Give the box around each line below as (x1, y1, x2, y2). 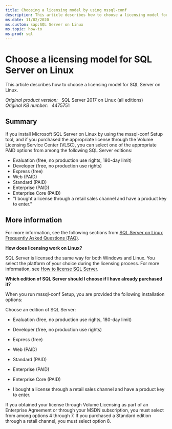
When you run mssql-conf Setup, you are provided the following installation (5, 291, 165, 297)
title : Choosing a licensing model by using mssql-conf (5, 7, 127, 13)
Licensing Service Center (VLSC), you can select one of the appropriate (5, 142, 157, 148)
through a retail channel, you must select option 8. (5, 418, 111, 424)
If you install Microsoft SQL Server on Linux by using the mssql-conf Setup (5, 130, 163, 137)
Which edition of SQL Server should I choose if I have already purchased (5, 275, 163, 282)
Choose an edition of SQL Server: (5, 306, 76, 312)
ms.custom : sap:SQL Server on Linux (5, 22, 83, 27)
